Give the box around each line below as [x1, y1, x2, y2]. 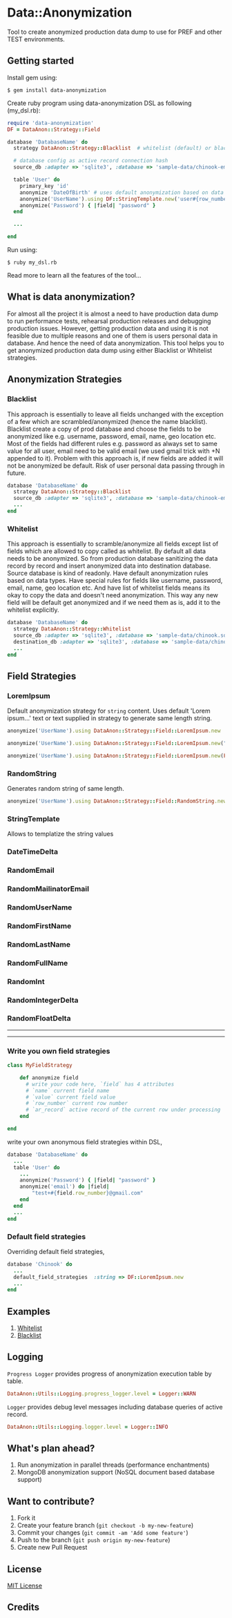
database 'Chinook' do [7, 1260, 72, 1268]
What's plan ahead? [7, 1443, 95, 1454]
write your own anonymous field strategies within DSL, [7, 1137, 162, 1146]
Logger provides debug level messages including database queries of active [7, 1403, 223, 1411]
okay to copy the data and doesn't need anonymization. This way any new [7, 591, 219, 599]
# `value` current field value [25, 1093, 116, 1101]
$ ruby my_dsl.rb [7, 259, 57, 266]
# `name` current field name [25, 1087, 110, 1094]
